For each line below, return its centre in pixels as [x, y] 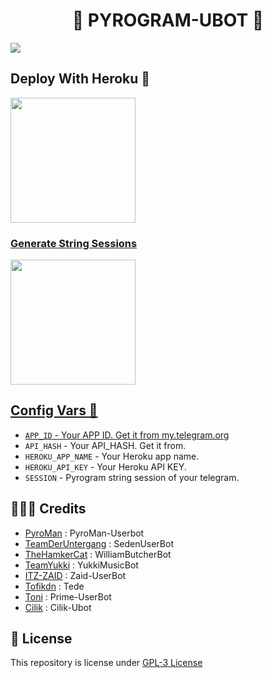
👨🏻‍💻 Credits [48, 509]
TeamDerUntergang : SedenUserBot [99, 543]
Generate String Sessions [74, 243]
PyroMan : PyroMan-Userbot [84, 533]
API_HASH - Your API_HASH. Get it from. [105, 445]
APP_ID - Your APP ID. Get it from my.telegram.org [127, 435]
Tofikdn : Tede [54, 586]
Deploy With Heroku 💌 [80, 79]
